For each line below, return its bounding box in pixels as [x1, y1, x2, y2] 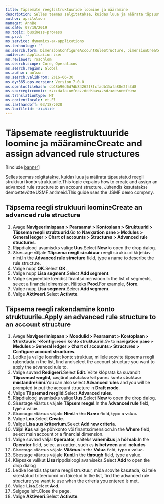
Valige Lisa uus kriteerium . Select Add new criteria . [12, 421, 116, 427]
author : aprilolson [5, 16, 45, 21]
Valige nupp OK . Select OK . [12, 265, 67, 271]
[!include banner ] [5, 164, 40, 170]
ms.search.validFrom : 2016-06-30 [5, 75, 73, 80]
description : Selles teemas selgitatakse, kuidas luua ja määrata [5, 12, 143, 17]
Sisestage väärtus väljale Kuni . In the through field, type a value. [12, 452, 142, 458]
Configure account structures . [12, 349, 76, 355]
